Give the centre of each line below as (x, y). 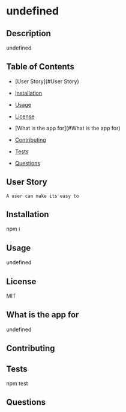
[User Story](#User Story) (47, 81)
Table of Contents (40, 67)
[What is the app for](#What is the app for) (68, 128)
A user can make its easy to (43, 196)
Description (28, 33)
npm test (17, 384)
